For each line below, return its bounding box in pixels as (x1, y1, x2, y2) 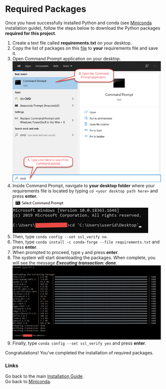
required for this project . (5, 30, 56, 36)
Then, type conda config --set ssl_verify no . (12, 234, 108, 240)
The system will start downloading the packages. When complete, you (12, 255, 156, 260)
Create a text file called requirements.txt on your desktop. (12, 40, 132, 45)
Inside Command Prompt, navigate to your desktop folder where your (12, 183, 155, 189)
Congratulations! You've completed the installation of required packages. (5, 350, 154, 356)
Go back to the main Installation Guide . (5, 373, 84, 379)
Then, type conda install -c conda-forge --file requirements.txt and (12, 239, 160, 245)
